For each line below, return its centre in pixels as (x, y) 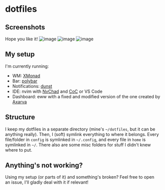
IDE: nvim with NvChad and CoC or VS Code (57, 91)
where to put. (19, 150)
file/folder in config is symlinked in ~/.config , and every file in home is (76, 139)
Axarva (19, 102)
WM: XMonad (26, 76)
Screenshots (25, 27)
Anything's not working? (44, 165)
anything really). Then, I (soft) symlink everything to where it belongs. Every (82, 134)
